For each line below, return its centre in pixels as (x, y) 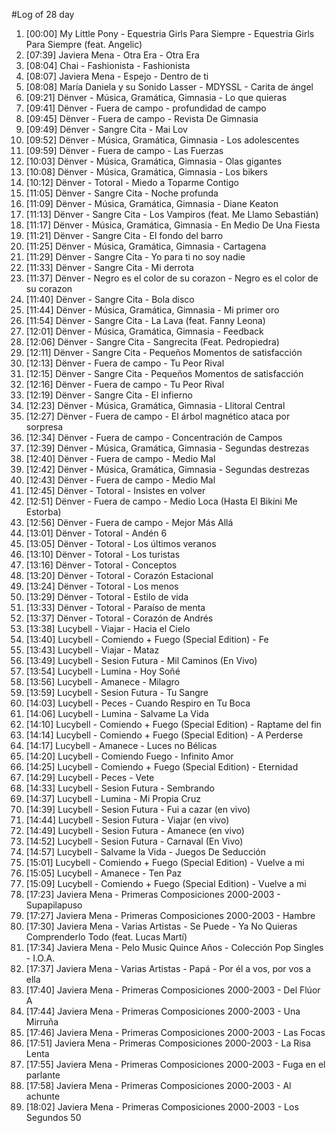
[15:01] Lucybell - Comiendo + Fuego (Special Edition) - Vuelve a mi (165, 862)
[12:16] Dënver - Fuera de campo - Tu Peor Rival (125, 384)
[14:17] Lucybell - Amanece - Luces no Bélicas (121, 745)
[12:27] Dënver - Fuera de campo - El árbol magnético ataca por (158, 416)
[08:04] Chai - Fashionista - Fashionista (108, 65)
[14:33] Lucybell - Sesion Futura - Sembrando (120, 788)
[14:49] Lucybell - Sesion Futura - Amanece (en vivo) (135, 830)
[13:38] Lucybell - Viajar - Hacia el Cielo (108, 628)
